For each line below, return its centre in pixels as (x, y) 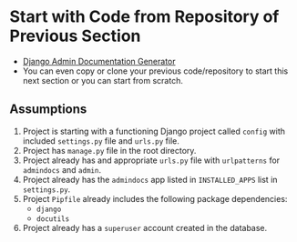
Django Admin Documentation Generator (99, 61)
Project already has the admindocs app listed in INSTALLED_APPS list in (150, 179)
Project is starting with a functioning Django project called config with (154, 131)
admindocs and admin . (62, 169)
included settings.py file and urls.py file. (101, 141)
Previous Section (75, 36)
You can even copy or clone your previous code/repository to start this (155, 71)
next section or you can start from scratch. (103, 80)
